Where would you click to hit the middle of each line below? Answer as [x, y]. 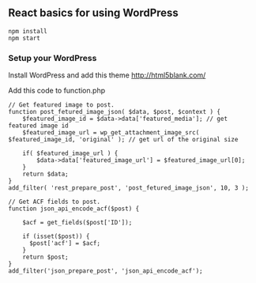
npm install [28, 31]
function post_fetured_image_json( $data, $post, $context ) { [115, 112]
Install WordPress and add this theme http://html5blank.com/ [107, 75]
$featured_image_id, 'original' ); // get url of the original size [123, 140]
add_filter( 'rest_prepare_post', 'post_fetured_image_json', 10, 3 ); [128, 188]
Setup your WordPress [53, 58]
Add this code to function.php [56, 91]
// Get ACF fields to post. [55, 202]
